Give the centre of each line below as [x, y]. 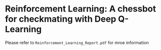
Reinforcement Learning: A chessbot [80, 9]
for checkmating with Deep [61, 19]
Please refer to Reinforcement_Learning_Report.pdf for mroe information [77, 42]
